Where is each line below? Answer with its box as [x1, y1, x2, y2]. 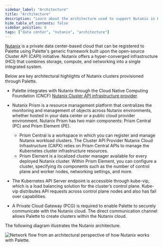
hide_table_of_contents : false [5, 20, 68, 26]
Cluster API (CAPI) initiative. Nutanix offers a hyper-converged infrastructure [5, 53, 158, 59]
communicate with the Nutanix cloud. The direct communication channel [12, 208, 158, 214]
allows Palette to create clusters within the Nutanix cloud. [12, 213, 127, 219]
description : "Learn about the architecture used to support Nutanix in [5, 16, 155, 21]
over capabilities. [12, 194, 47, 199]
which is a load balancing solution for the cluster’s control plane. [12, 183, 141, 189]
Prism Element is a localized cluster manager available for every [19, 153, 147, 159]
